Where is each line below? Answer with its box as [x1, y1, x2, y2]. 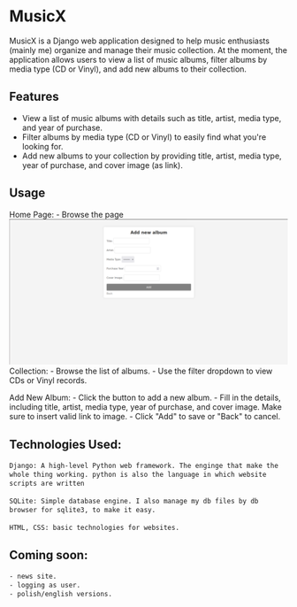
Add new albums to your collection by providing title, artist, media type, [21, 150, 282, 161]
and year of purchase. [21, 122, 103, 133]
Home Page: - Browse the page [9, 209, 124, 219]
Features [9, 89, 59, 104]
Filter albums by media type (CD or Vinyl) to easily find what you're [21, 131, 267, 142]
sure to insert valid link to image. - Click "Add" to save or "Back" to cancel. [9, 411, 281, 422]
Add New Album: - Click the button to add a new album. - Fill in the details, [9, 392, 281, 403]
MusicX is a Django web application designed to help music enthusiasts [9, 35, 270, 46]
